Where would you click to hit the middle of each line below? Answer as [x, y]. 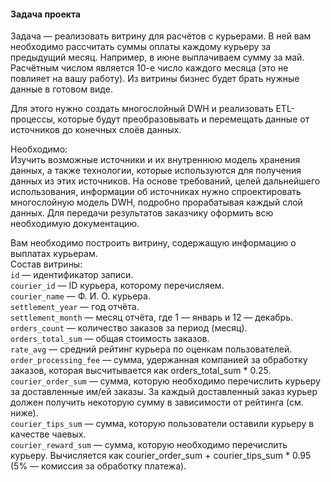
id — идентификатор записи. [72, 275]
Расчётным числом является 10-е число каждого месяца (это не [149, 68]
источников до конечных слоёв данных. [96, 130]
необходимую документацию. [75, 224]
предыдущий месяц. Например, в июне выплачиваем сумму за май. [157, 57]
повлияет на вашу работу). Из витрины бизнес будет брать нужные [155, 79]
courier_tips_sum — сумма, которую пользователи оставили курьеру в [162, 424]
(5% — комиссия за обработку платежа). [98, 466]
